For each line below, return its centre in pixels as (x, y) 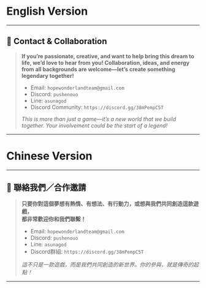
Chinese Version (49, 156)
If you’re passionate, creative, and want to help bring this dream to (108, 56)
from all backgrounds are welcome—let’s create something (98, 69)
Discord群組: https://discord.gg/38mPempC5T (87, 251)
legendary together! (48, 75)
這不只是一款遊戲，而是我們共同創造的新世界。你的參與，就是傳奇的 (107, 264)
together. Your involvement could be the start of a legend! (94, 125)
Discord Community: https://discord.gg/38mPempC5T (97, 107)
